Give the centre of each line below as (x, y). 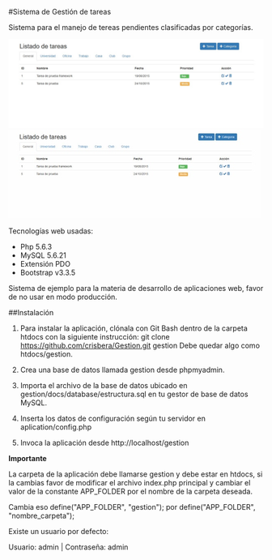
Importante (28, 459)
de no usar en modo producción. (63, 297)
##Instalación (31, 313)
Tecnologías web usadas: (51, 231)
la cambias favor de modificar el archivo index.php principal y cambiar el (130, 483)
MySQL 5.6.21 (43, 255)
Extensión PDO (45, 264)
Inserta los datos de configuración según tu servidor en (113, 419)
